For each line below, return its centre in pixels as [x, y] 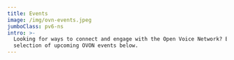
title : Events [28, 13]
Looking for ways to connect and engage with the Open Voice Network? [118, 39]
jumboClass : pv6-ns [36, 26]
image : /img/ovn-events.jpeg [49, 20]
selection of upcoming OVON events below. [76, 46]
